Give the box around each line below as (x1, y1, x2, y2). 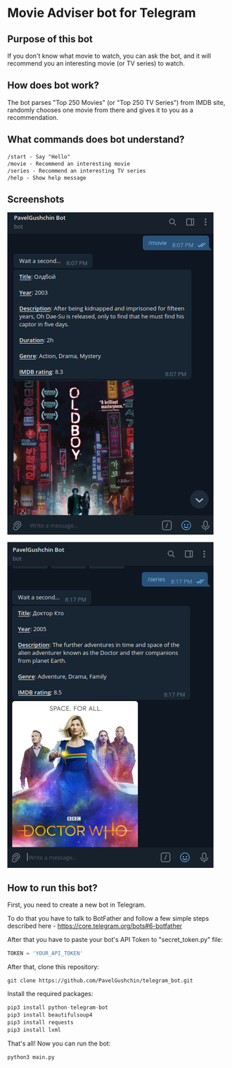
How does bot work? (7, 80, 100, 92)
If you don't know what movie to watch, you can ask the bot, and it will (7, 51, 212, 60)
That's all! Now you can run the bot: (7, 1039, 111, 1048)
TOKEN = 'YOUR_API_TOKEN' (7, 950, 83, 957)
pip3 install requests (7, 1019, 74, 1026)
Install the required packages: (7, 990, 94, 998)
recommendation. (7, 113, 58, 121)
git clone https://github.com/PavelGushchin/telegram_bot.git (7, 977, 193, 984)
